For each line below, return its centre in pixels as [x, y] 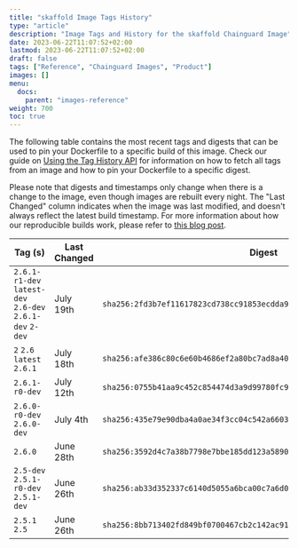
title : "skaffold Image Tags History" [81, 17]
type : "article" [39, 26]
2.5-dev [30, 471]
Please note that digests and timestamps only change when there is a [136, 187]
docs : [27, 91]
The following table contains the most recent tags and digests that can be [144, 142]
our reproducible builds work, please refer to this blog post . [118, 225]
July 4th [71, 420]
